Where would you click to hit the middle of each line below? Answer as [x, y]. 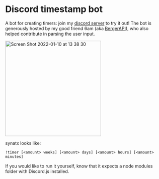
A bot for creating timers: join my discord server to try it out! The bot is [78, 23]
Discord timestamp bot [54, 9]
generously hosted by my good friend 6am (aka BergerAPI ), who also [77, 28]
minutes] [14, 156]
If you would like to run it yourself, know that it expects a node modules [79, 166]
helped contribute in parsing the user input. [50, 34]
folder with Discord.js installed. [37, 171]
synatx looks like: [23, 143]
